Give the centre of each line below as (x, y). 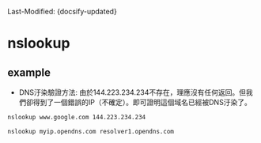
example (29, 72)
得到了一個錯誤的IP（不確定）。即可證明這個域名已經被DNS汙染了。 (142, 102)
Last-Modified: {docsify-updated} (62, 11)
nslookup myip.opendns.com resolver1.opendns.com (91, 131)
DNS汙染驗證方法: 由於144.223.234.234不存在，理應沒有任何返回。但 (132, 92)
